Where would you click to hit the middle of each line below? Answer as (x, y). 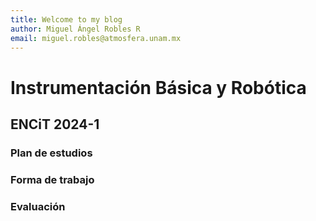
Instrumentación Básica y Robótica (158, 87)
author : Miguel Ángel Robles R (75, 29)
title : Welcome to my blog (66, 19)
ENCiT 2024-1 (55, 124)
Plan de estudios (51, 153)
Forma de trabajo (52, 179)
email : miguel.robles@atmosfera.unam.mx (96, 38)
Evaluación (38, 206)
